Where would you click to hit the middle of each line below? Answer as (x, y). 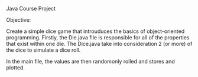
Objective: (19, 20)
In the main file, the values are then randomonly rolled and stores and (91, 61)
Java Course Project (31, 9)
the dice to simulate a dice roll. (43, 50)
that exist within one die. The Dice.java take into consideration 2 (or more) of (99, 44)
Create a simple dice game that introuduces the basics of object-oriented (95, 31)
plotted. (16, 68)
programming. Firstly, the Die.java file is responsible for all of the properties (98, 37)
